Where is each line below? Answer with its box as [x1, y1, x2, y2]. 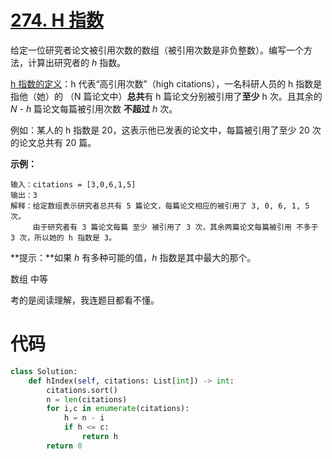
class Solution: [10, 366, 78, 376]
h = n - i [63, 413, 105, 423]
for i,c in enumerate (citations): [46, 404, 190, 414]
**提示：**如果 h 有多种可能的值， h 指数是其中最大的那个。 [10, 251, 257, 263]
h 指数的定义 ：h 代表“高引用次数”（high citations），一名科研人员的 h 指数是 [10, 77, 323, 90]
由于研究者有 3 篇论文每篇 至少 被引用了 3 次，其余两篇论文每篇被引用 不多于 [32, 222, 319, 232]
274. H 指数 [10, 9, 104, 32]
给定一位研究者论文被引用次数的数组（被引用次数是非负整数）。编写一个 [10, 44, 304, 56]
